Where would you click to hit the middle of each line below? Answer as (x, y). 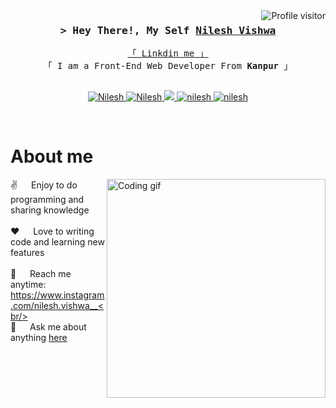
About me (52, 156)
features (27, 253)
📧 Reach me (41, 274)
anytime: (28, 285)
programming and (47, 200)
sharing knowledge (50, 210)
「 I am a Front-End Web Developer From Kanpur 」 (168, 66)
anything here (39, 338)
